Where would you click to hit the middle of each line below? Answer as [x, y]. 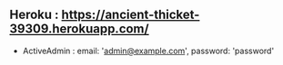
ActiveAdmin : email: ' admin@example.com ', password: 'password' [148, 51]
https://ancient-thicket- [131, 15]
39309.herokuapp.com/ [79, 29]
